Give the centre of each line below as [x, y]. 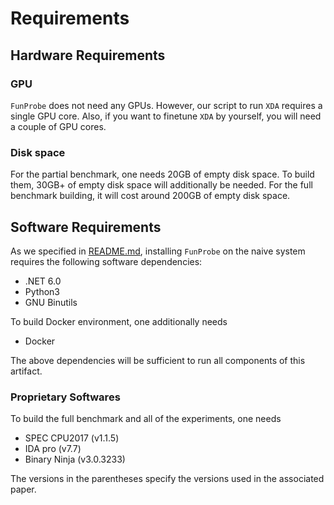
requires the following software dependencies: [106, 261]
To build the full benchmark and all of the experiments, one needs [146, 419]
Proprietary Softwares [65, 397]
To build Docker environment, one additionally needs [119, 321]
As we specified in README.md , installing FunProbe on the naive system [158, 251]
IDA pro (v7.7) [53, 449]
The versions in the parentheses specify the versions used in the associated [167, 479]
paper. [23, 489]
